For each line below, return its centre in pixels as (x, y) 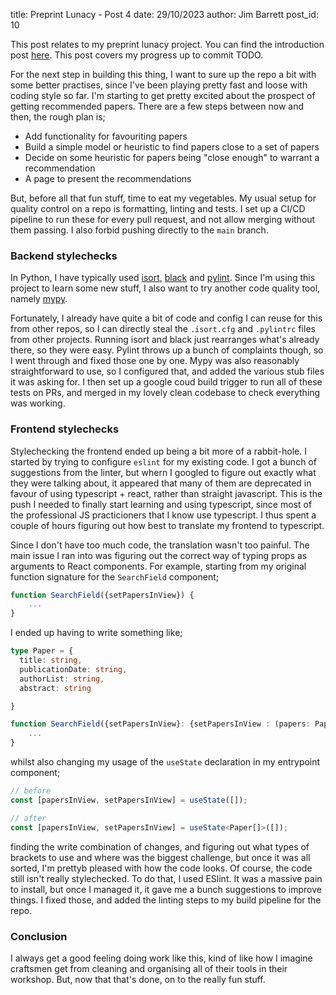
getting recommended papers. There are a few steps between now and (157, 106)
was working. (38, 403)
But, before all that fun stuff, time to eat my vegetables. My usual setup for (163, 198)
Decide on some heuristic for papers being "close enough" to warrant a (172, 157)
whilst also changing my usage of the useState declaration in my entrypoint (165, 762)
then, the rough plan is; (58, 117)
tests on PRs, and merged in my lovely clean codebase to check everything (165, 393)
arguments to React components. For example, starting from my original (158, 566)
